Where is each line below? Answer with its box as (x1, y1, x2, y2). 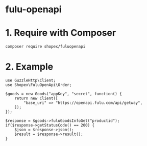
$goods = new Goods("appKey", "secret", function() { (5, 91, 122, 97)
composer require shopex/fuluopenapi (5, 44, 86, 49)
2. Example (5, 61, 54, 73)
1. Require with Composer (5, 27, 116, 39)
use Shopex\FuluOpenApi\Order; (5, 82, 72, 88)
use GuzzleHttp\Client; (5, 78, 56, 83)
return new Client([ (14, 96, 58, 101)
